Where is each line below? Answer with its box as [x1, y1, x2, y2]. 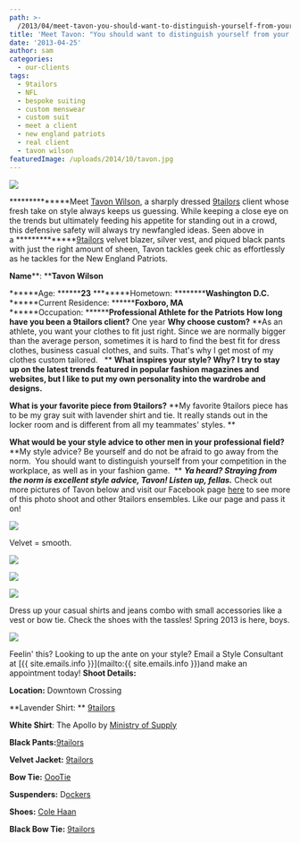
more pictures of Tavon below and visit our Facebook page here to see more [9, 484, 291, 495]
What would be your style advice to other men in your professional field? [9, 436, 285, 447]
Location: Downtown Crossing [9, 685, 122, 695]
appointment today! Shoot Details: [9, 668, 137, 678]
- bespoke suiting [17, 96, 87, 106]
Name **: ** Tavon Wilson [9, 270, 104, 281]
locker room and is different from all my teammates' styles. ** [9, 419, 236, 430]
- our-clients [17, 64, 70, 72]
